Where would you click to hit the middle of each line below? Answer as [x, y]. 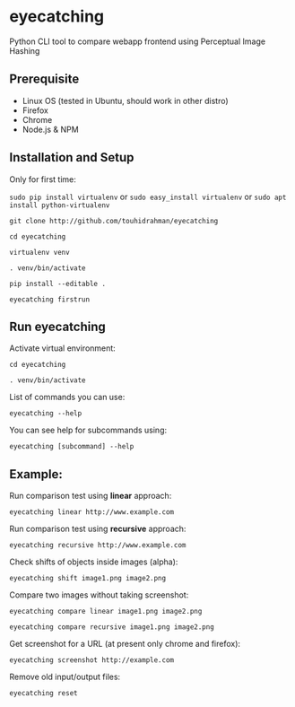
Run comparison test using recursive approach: [98, 529]
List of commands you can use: [67, 397]
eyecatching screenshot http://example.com [92, 660]
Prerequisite [44, 79]
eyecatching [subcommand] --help [72, 447]
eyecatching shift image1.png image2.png [88, 579]
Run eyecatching [57, 326]
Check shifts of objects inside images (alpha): [94, 562]
